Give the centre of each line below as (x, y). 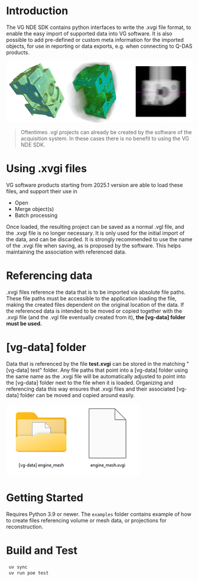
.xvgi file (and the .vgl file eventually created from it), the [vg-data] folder (96, 317)
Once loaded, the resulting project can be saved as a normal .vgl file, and (95, 226)
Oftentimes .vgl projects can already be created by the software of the (106, 132)
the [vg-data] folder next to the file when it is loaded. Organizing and (90, 382)
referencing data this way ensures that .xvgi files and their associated (91, 389)
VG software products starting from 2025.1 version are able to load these (95, 185)
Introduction (37, 11)
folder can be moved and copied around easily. (77, 395)
